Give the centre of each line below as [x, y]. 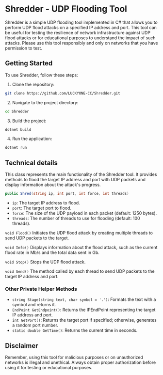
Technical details [32, 163]
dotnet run [16, 148]
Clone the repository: [33, 84]
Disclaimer [22, 346]
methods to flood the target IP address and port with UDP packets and [75, 180]
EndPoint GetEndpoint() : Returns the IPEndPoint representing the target [84, 310]
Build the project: [29, 121]
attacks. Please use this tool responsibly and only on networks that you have [81, 43]
